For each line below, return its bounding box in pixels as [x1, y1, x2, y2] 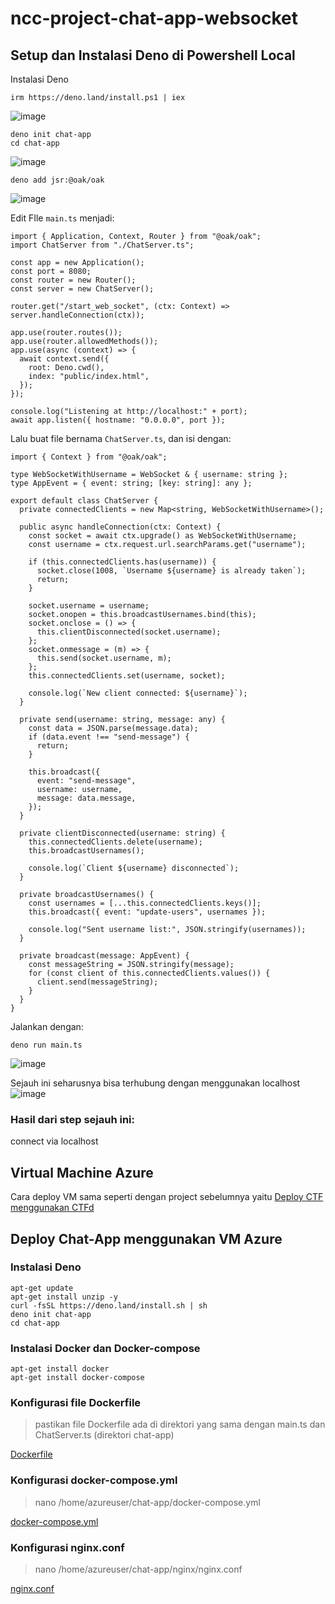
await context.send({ [19, 354, 110, 364]
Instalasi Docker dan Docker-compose [10, 1341, 201, 1355]
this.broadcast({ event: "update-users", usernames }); [28, 907, 267, 917]
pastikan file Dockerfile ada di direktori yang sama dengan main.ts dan [34, 1418, 326, 1431]
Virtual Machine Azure [10, 1164, 154, 1181]
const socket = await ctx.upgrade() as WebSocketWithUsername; [28, 531, 298, 541]
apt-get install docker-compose [10, 1373, 145, 1383]
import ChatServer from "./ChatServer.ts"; [10, 240, 195, 250]
